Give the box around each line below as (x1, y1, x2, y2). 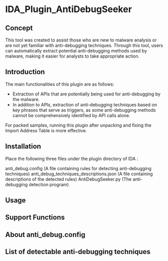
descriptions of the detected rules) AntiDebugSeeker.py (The (5, 176, 132, 182)
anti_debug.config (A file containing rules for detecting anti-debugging (5, 165, 152, 171)
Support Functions (5, 213, 65, 222)
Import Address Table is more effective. (5, 127, 87, 133)
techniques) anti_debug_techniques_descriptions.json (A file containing (5, 171, 153, 177)
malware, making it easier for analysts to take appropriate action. (5, 53, 140, 59)
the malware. (12, 96, 40, 102)
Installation (5, 142, 41, 151)
